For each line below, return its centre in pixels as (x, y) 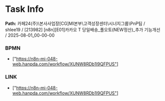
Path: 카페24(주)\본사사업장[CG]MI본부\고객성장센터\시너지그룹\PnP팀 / (75, 23)
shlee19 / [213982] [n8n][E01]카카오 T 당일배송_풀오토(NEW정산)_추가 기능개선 (83, 29)
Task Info (24, 9)
